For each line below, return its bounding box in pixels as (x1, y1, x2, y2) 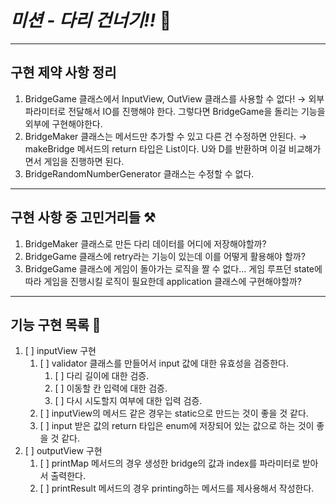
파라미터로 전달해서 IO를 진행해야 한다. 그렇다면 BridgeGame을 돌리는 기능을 (24, 105, 326, 117)
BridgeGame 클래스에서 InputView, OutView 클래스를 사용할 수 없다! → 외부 (24, 92, 325, 105)
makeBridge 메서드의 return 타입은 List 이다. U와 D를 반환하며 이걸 (24, 142, 287, 155)
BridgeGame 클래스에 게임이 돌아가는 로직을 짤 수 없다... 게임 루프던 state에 (24, 262, 323, 275)
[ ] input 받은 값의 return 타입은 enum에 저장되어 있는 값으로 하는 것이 (39, 420, 315, 432)
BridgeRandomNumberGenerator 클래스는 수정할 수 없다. (24, 167, 255, 180)
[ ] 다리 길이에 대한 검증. (54, 370, 150, 382)
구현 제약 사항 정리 (10, 64, 117, 81)
